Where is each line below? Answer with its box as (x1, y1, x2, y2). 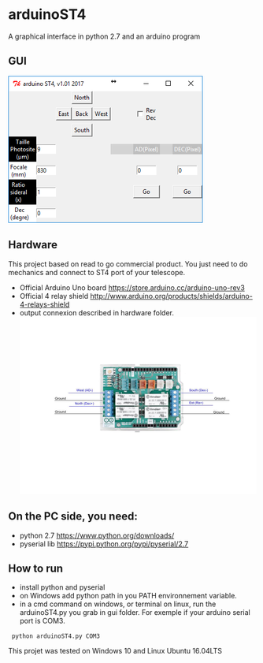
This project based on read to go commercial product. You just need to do (8, 259, 248, 269)
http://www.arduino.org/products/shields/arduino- (90, 291, 254, 300)
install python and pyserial (19, 583, 106, 592)
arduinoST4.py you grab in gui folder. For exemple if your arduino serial (19, 608, 250, 617)
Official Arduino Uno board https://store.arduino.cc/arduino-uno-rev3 (19, 282, 246, 292)
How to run (8, 561, 64, 575)
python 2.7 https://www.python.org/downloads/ (19, 531, 175, 540)
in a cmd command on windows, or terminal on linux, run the (19, 599, 217, 609)
